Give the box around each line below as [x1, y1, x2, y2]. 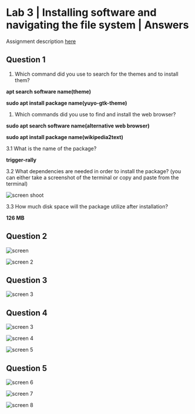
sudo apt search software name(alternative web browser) [6, 122, 150, 129]
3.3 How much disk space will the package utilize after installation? [6, 203, 169, 210]
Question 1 [6, 55, 46, 65]
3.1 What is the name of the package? [6, 144, 97, 152]
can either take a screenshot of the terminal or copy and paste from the [6, 174, 179, 181]
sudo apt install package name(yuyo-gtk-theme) [6, 99, 127, 106]
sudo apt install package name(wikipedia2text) [6, 133, 123, 140]
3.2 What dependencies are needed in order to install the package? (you [6, 167, 181, 174]
